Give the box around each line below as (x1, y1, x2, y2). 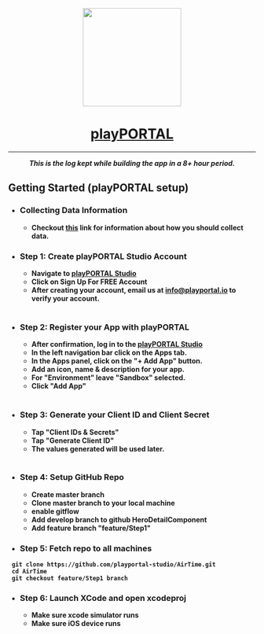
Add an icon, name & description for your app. (31, 365, 185, 374)
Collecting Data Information (19, 205, 128, 216)
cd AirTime (11, 568, 47, 576)
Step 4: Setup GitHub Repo (19, 472, 124, 483)
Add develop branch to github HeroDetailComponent (31, 514, 207, 524)
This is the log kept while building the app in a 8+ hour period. (28, 158, 236, 168)
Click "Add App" (31, 382, 86, 391)
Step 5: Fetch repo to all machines (19, 543, 152, 554)
